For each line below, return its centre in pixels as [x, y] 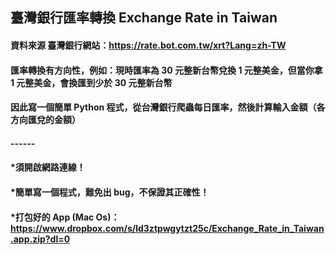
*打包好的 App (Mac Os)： [65, 217]
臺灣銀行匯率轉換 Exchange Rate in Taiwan [144, 18]
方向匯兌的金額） [45, 120]
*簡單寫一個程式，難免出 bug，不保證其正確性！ [110, 192]
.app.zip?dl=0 [40, 239]
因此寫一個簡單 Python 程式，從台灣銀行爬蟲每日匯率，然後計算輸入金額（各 [168, 107]
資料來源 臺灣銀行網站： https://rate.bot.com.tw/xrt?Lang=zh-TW [148, 45]
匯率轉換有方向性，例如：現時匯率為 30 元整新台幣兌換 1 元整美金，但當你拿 [166, 70]
